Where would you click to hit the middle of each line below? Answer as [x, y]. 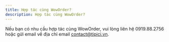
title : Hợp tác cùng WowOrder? [38, 10]
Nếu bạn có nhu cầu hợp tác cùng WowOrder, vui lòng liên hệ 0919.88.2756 [85, 28]
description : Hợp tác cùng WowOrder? [45, 14]
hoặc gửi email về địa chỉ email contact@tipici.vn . [57, 34]
